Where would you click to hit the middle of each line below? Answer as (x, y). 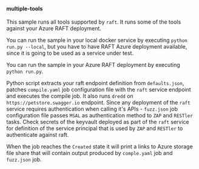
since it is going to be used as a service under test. (70, 53)
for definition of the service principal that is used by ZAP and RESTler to (95, 128)
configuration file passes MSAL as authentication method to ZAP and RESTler (99, 116)
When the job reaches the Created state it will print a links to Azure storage (99, 147)
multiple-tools (25, 9)
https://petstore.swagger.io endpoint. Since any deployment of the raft (98, 103)
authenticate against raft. (38, 135)
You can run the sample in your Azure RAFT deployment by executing (93, 65)
